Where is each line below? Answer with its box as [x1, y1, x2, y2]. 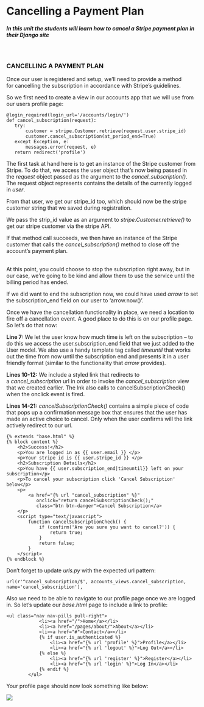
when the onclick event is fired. [6, 391, 85, 398]
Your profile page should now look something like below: [6, 683, 149, 690]
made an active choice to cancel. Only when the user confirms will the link [6, 415, 193, 423]
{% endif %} [38, 666, 69, 673]
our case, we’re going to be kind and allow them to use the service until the [6, 272, 195, 280]
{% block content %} [6, 439, 59, 445]
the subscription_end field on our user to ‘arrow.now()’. [6, 297, 144, 304]
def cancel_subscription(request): [6, 118, 97, 124]
